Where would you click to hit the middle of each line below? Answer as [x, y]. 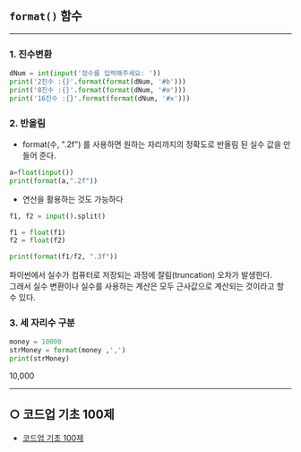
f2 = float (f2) [38, 240]
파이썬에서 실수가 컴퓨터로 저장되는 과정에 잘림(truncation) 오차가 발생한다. [141, 275]
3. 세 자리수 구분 [43, 323]
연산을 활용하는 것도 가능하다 [73, 199]
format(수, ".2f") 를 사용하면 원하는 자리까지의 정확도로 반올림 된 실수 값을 [152, 144]
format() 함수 [46, 16]
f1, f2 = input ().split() [57, 216]
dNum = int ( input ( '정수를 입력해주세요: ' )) [85, 74]
